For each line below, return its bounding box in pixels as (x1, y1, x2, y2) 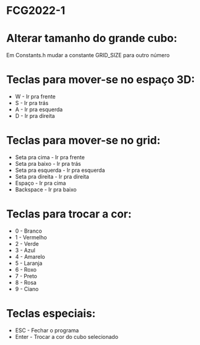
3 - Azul (15, 247, 35, 254)
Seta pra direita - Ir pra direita (15, 173, 90, 180)
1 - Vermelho (15, 233, 47, 241)
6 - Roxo (15, 265, 37, 273)
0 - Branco (15, 227, 42, 234)
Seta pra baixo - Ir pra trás (15, 160, 81, 167)
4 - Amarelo (15, 253, 45, 260)
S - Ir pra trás (15, 100, 48, 107)
